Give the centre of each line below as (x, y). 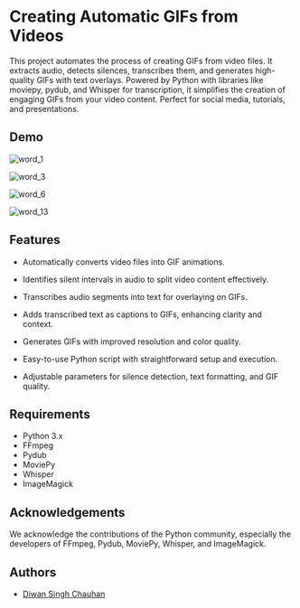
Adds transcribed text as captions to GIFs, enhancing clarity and (142, 314)
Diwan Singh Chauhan (64, 594)
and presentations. (44, 108)
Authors (33, 572)
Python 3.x (42, 436)
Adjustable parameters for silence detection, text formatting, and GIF (150, 376)
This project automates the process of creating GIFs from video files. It (141, 61)
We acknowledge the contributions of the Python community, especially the (150, 534)
